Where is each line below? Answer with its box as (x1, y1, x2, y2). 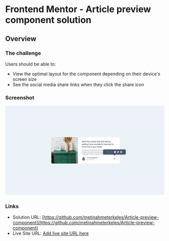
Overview (5, 34, 37, 43)
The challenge (5, 50, 41, 57)
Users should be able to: (5, 61, 57, 67)
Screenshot (5, 94, 34, 101)
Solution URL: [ (12, 214, 44, 220)
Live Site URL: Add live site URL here (12, 230, 89, 236)
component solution (5, 14, 92, 26)
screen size (12, 76, 37, 82)
